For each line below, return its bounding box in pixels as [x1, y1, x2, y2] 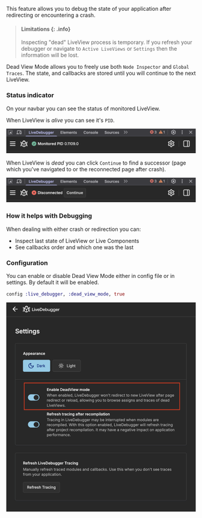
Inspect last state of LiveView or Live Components [14, 237, 139, 244]
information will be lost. [20, 51, 79, 59]
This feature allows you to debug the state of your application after [6, 5, 171, 12]
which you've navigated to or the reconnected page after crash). [6, 165, 167, 172]
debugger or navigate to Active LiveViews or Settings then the [20, 45, 177, 52]
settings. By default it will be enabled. [6, 279, 99, 286]
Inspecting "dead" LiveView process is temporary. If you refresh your [20, 39, 192, 46]
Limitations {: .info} [20, 25, 71, 33]
